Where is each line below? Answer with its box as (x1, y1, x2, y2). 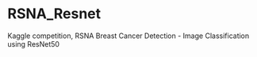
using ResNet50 (7, 39, 60, 48)
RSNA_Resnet (7, 5, 102, 23)
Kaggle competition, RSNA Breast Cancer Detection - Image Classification (7, 31, 250, 40)
